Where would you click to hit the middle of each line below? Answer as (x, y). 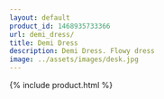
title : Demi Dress (44, 43)
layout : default (40, 18)
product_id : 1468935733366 (60, 26)
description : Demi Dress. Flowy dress (82, 51)
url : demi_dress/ (42, 34)
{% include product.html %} (61, 85)
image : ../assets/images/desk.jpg (74, 59)
